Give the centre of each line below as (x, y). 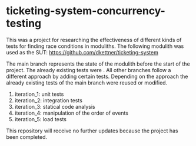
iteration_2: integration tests (48, 100)
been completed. (27, 137)
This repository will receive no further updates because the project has (92, 131)
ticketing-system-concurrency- (86, 11)
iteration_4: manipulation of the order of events (71, 113)
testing (24, 23)
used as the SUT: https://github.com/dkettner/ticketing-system (82, 52)
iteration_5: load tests (40, 119)
